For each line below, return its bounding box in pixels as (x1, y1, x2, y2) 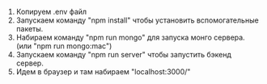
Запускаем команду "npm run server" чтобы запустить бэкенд (15, 50, 232, 59)
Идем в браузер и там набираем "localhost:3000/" (15, 67, 191, 76)
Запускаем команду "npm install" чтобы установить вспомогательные (15, 15, 259, 25)
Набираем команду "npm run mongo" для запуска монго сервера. (15, 32, 245, 42)
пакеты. (15, 24, 44, 33)
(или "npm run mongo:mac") (15, 41, 112, 51)
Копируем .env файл (15, 7, 87, 16)
